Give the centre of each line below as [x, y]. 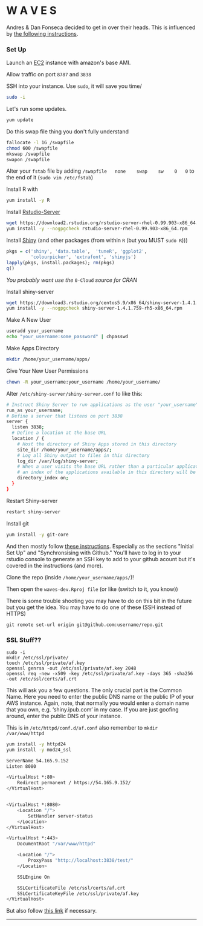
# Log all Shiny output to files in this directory [83, 455]
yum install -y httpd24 [36, 744]
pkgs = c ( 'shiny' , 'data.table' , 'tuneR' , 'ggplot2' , [77, 251]
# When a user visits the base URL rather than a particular [95, 467]
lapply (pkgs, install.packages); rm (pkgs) [60, 262]
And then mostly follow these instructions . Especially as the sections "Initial [100, 546]
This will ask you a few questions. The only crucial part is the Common [94, 690]
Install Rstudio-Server [33, 212]
